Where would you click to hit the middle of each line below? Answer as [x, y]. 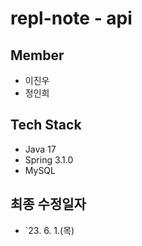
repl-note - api [71, 18]
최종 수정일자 [48, 204]
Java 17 [40, 149]
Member [37, 55]
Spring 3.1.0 [49, 159]
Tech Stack [46, 125]
